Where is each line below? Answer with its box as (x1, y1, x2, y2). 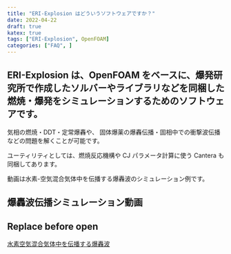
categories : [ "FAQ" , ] (7, 42, 72, 49)
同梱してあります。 (7, 159, 61, 168)
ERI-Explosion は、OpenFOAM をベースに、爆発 (7, 70, 214, 81)
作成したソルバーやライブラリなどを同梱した (34, 82, 225, 94)
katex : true (7, 29, 41, 37)
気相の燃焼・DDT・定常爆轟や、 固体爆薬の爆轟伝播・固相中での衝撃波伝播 (7, 128, 221, 136)
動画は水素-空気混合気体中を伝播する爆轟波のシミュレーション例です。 (7, 174, 209, 183)
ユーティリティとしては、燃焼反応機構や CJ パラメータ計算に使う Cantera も (7, 151, 225, 159)
